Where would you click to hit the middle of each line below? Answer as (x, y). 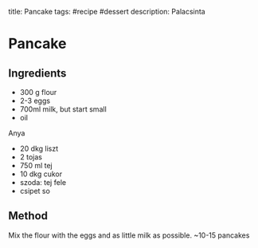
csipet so (35, 191)
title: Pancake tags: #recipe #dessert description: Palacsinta (107, 12)
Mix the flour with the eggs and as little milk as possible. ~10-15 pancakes (129, 235)
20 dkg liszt (39, 148)
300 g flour (38, 92)
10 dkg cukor (41, 174)
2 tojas (31, 157)
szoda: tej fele (43, 182)
